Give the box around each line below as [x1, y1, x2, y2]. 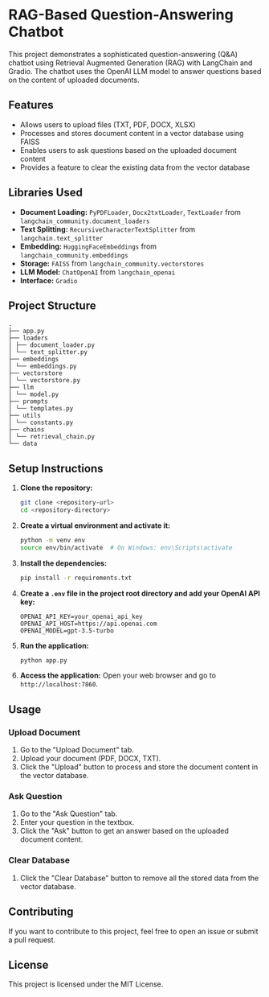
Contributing [8, 905, 74, 919]
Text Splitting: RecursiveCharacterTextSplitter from [19, 224, 196, 234]
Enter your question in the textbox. [19, 818, 135, 827]
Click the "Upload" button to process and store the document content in [19, 762, 259, 772]
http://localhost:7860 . [19, 679, 99, 689]
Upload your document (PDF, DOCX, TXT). [19, 754, 161, 764]
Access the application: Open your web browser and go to [19, 670, 217, 681]
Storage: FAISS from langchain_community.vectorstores [19, 258, 205, 268]
